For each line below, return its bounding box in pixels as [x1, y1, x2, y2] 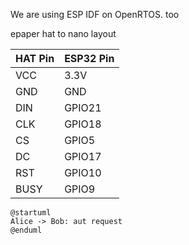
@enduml [10, 225, 43, 235]
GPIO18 [64, 117, 102, 131]
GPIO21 [64, 101, 102, 114]
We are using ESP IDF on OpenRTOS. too [10, 9, 180, 20]
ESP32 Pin [64, 52, 115, 65]
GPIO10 [64, 166, 102, 179]
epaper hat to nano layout [10, 28, 117, 39]
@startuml [10, 208, 52, 218]
